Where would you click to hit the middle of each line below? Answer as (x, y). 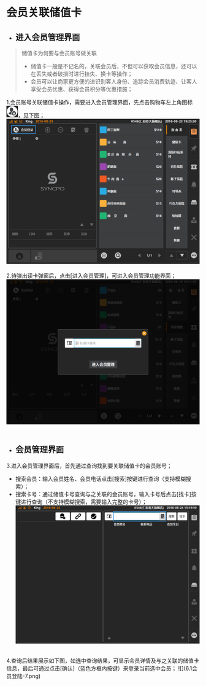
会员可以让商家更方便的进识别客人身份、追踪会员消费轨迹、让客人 (114, 81)
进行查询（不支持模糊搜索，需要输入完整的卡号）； (84, 502)
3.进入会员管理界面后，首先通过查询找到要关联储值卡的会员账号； (90, 466)
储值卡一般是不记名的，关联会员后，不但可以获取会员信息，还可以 (114, 66)
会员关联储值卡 (44, 13)
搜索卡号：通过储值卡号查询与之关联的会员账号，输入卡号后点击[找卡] (103, 494)
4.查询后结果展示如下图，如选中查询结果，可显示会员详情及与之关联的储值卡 (103, 660)
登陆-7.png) (26, 676)
